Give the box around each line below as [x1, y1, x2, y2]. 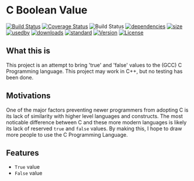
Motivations [6, 91, 51, 101]
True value [14, 163, 40, 170]
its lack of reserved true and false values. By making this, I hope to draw [6, 125, 182, 132]
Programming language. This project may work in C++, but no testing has [6, 68, 183, 75]
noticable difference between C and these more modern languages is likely [6, 119, 187, 126]
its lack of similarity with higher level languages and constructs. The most [6, 112, 183, 120]
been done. [6, 74, 34, 81]
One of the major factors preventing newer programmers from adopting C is [6, 106, 189, 113]
